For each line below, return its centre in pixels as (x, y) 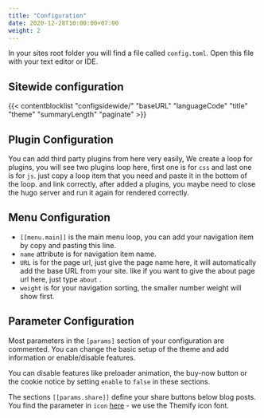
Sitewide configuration (66, 87)
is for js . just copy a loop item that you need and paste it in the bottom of (128, 175)
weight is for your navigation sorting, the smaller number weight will (130, 287)
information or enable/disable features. (72, 357)
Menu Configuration (60, 217)
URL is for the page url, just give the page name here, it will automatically (138, 262)
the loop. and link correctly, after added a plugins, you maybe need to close (132, 184)
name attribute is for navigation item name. (88, 254)
